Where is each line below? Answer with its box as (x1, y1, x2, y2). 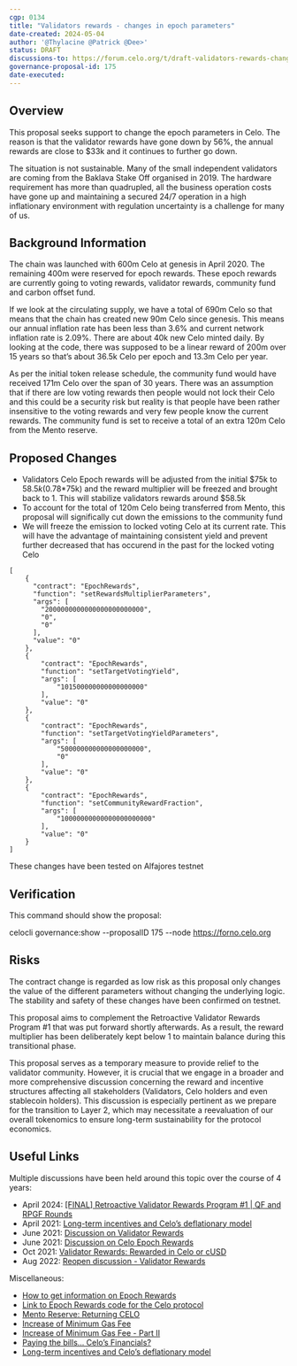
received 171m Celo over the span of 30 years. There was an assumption (9, 378, 274, 389)
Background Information (9, 235, 147, 251)
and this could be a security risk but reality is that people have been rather (9, 397, 280, 407)
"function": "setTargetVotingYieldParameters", (41, 729, 219, 738)
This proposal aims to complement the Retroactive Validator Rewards (9, 1012, 261, 1023)
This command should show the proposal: (9, 910, 162, 921)
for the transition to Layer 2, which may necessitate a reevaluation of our (9, 1104, 274, 1115)
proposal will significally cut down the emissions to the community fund (21, 512, 283, 522)
